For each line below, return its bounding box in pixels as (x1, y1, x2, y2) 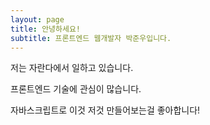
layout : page (10, 14, 65, 25)
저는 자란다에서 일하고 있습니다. (10, 62, 134, 74)
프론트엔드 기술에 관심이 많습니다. (10, 83, 142, 95)
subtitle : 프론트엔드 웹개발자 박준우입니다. (10, 33, 172, 43)
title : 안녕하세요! (10, 24, 81, 34)
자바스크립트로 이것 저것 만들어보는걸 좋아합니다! (10, 104, 201, 116)
